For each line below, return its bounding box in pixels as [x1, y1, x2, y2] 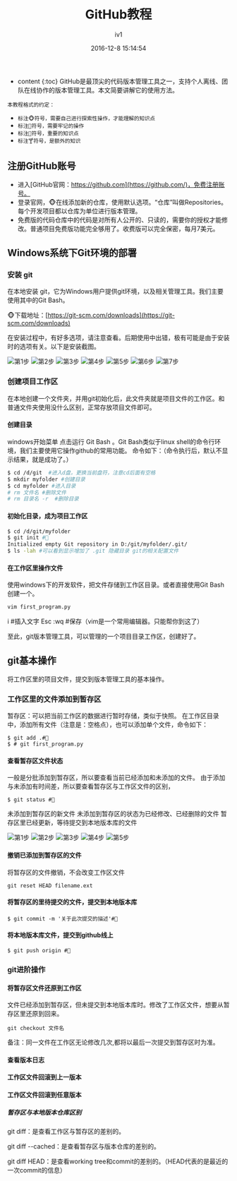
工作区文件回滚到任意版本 [7, 1090, 82, 1098]
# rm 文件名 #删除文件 [7, 488, 67, 496]
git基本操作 [7, 654, 56, 667]
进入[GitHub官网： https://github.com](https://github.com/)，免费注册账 [17, 180, 225, 188]
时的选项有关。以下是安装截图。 [7, 342, 100, 351]
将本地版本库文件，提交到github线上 [7, 931, 114, 940]
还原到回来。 [25, 1009, 63, 1018]
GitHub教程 [85, 6, 152, 23]
